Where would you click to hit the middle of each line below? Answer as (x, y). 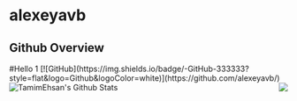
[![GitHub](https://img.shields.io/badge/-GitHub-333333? (145, 69)
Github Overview (57, 48)
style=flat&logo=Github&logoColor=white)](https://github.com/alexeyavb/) (145, 78)
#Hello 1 (24, 69)
